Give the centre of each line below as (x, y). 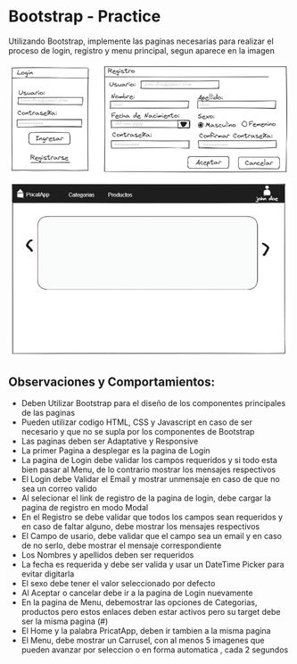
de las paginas (48, 413)
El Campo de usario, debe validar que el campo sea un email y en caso (152, 536)
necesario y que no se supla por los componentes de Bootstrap (138, 432)
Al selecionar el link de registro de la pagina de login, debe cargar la (146, 498)
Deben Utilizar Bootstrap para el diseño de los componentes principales (153, 403)
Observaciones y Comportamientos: (112, 382)
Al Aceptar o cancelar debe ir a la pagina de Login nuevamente (137, 593)
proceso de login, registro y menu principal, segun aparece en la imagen (142, 50)
